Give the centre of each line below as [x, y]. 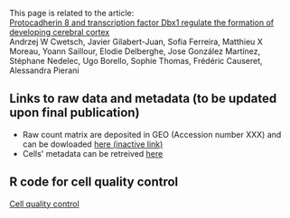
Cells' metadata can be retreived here [93, 153]
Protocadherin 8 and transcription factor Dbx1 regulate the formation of [142, 23]
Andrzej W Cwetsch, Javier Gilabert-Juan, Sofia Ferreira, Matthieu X [136, 41]
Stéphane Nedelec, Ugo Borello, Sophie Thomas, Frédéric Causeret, [136, 61]
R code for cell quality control [94, 182]
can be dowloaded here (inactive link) [93, 144]
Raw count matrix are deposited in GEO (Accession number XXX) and [152, 134]
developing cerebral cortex [60, 32]
